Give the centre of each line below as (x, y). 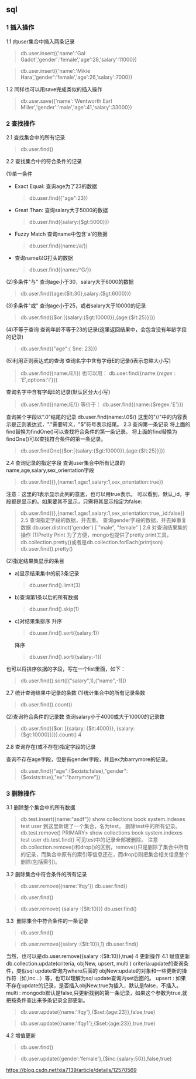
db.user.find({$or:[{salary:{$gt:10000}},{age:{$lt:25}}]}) (88, 317)
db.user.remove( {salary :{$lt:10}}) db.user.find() (79, 909)
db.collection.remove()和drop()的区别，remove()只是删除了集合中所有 (104, 847)
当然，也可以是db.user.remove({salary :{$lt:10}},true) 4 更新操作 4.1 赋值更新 (98, 956)
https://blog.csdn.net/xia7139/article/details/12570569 (71, 1070)
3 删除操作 (21, 793)
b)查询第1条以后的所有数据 (47, 597)
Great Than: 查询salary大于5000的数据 (61, 210)
